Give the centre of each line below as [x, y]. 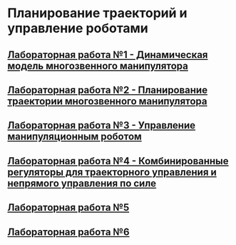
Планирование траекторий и [97, 13]
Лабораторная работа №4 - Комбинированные [118, 161]
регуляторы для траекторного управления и [112, 172]
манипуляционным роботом [75, 137]
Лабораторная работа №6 [68, 232]
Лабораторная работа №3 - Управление [102, 125]
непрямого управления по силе [82, 183]
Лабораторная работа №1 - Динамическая [108, 55]
